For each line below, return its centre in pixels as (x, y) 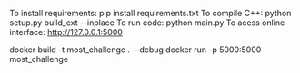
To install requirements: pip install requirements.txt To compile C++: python (150, 13)
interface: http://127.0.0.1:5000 (66, 32)
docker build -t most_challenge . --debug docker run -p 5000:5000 (135, 50)
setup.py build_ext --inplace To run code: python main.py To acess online (147, 23)
